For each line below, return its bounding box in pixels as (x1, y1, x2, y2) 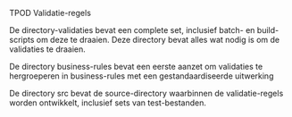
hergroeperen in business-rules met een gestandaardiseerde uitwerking (9, 71, 274, 81)
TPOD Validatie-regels (9, 8, 92, 18)
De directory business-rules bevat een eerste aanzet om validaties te (9, 62, 263, 71)
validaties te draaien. (9, 44, 87, 54)
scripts (9, 35, 35, 45)
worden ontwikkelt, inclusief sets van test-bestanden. (9, 97, 207, 108)
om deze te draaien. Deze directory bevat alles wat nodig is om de (36, 35, 279, 45)
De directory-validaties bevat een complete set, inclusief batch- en (9, 25, 255, 35)
